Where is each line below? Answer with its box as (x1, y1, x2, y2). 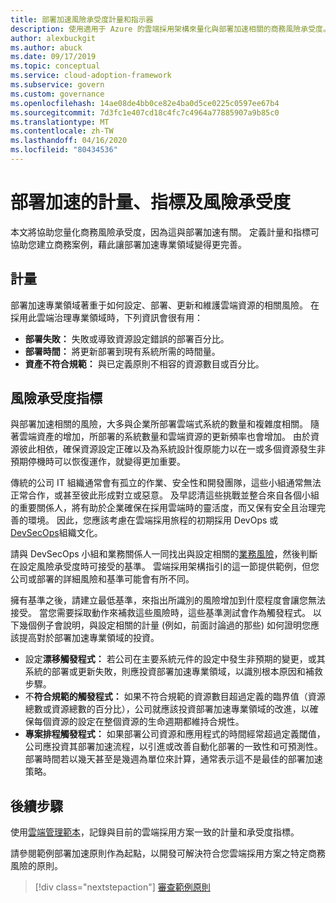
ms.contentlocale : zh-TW (10, 126, 114, 136)
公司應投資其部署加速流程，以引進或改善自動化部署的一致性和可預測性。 (24, 741, 323, 753)
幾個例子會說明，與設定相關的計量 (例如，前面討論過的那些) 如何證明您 (18, 619, 312, 631)
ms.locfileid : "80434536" (10, 145, 118, 155)
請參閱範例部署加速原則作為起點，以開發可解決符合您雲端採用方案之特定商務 (10, 847, 326, 860)
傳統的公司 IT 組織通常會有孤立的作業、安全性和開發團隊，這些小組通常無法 (10, 477, 322, 489)
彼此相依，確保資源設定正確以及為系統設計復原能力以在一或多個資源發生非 (18, 443, 326, 455)
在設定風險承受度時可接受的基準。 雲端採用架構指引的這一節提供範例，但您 (10, 561, 320, 573)
